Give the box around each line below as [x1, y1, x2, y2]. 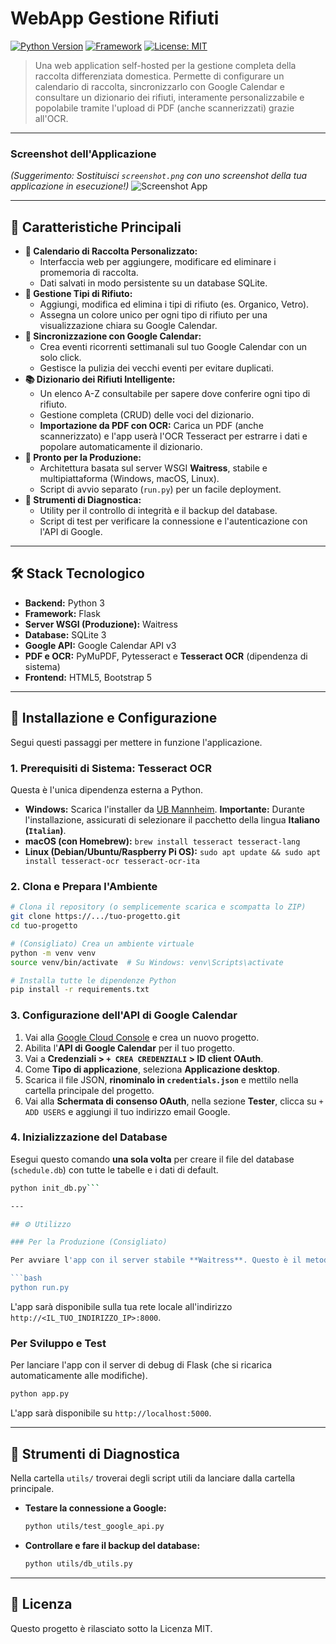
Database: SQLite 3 [24, 628, 107, 641]
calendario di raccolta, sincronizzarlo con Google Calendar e [34, 80, 285, 92]
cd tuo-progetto [10, 921, 78, 931]
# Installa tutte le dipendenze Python [10, 975, 177, 986]
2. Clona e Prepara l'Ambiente [10, 879, 158, 893]
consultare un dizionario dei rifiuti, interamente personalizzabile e [34, 91, 305, 103]
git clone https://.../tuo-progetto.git [10, 912, 182, 922]
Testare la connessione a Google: [24, 1502, 167, 1514]
